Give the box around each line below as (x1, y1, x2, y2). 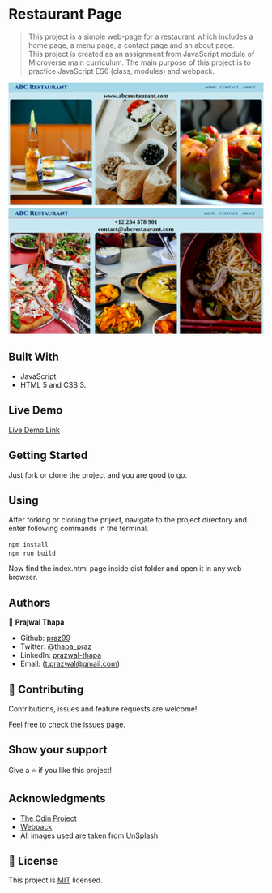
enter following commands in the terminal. (8, 524, 149, 534)
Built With (8, 350, 59, 363)
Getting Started (8, 449, 88, 462)
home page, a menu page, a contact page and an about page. (28, 40, 235, 49)
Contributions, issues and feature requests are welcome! (8, 703, 198, 714)
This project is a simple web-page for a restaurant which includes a (28, 32, 253, 41)
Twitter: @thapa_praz (19, 642, 92, 651)
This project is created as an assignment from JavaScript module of (28, 49, 255, 58)
